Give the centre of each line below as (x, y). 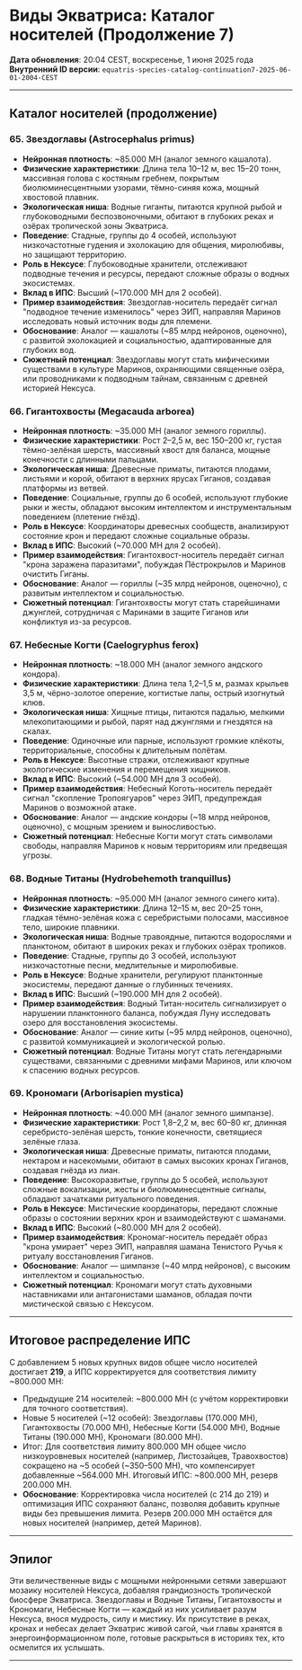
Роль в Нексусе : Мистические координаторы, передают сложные (150, 1208)
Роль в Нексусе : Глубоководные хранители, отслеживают (135, 264)
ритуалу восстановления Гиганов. (88, 1256)
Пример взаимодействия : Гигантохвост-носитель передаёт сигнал (153, 554)
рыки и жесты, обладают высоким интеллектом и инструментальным (157, 507)
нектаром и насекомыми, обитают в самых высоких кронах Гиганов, (155, 1161)
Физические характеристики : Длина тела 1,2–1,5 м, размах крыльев (155, 684)
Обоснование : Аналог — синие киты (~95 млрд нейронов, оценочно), (157, 1032)
